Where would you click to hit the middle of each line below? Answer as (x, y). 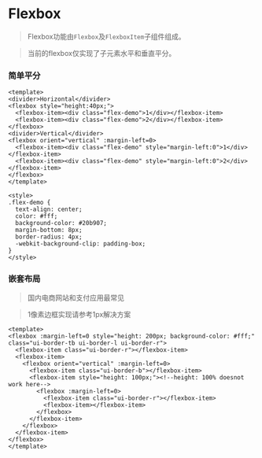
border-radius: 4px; (49, 237)
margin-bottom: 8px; (49, 230)
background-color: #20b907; (61, 223)
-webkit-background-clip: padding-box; (81, 244)
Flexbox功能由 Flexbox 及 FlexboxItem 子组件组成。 (107, 36)
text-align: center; (49, 209)
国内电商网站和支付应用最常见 (76, 297)
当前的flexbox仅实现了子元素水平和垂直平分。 (101, 53)
